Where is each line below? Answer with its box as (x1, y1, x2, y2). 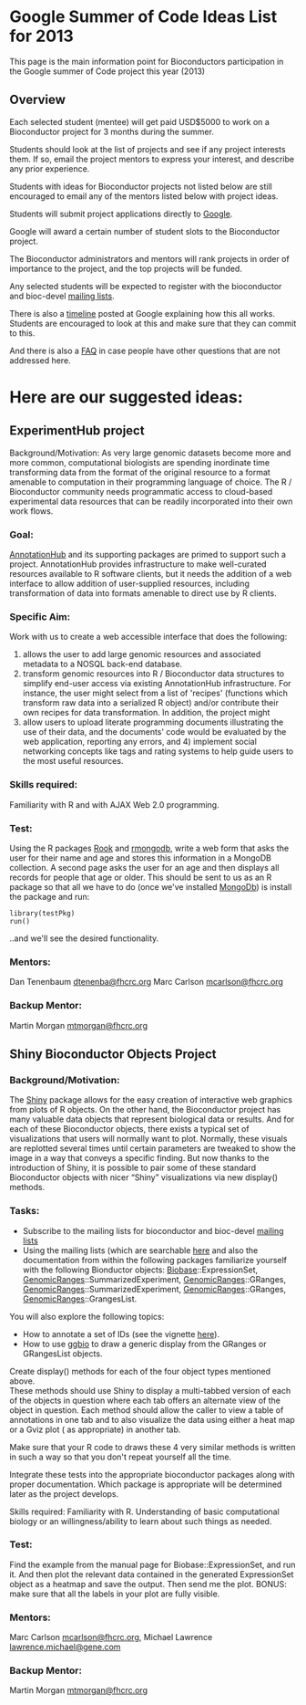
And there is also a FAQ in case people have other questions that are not (9, 345, 280, 356)
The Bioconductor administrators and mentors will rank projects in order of (9, 253, 290, 264)
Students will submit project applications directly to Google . (9, 208, 233, 219)
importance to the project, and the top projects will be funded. (9, 263, 243, 274)
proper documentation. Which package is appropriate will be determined (9, 1479, 282, 1490)
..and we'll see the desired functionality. (9, 933, 159, 944)
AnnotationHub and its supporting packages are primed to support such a (9, 549, 287, 560)
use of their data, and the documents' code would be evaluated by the (22, 727, 287, 737)
